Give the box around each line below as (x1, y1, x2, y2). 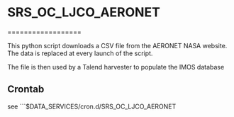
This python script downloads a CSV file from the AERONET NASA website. (7, 41, 228, 50)
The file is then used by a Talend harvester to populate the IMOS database (7, 62, 225, 71)
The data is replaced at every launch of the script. (7, 49, 153, 57)
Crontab (7, 83, 45, 96)
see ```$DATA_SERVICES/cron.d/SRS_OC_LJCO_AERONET (7, 102, 177, 111)
